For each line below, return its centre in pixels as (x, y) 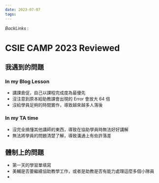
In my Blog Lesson (27, 81)
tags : (11, 14)
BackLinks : (17, 28)
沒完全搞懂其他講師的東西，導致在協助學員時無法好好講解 (70, 129)
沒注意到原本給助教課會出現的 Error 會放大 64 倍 (61, 99)
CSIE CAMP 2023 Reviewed (63, 48)
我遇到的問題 (25, 67)
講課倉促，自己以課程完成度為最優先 (49, 93)
